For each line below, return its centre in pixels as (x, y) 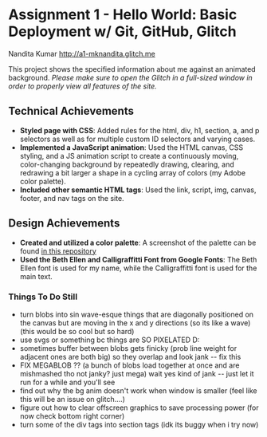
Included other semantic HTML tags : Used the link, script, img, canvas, (138, 190)
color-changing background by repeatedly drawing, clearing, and (127, 164)
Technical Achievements (71, 111)
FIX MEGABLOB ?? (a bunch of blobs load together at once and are (130, 365)
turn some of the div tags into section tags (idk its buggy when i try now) (139, 424)
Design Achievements (64, 224)
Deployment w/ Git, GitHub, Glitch (122, 31)
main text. (36, 276)
